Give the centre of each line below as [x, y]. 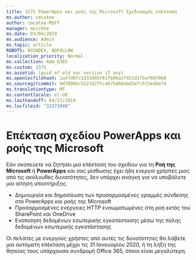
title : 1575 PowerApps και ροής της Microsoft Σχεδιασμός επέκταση [92, 12]
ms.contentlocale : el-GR [37, 95]
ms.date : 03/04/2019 [32, 34]
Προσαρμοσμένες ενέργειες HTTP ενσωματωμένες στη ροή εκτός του [102, 208]
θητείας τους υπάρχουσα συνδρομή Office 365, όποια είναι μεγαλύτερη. [96, 251]
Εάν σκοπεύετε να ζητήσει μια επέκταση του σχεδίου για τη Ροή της [91, 165]
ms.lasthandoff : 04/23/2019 [41, 100]
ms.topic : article [29, 45]
